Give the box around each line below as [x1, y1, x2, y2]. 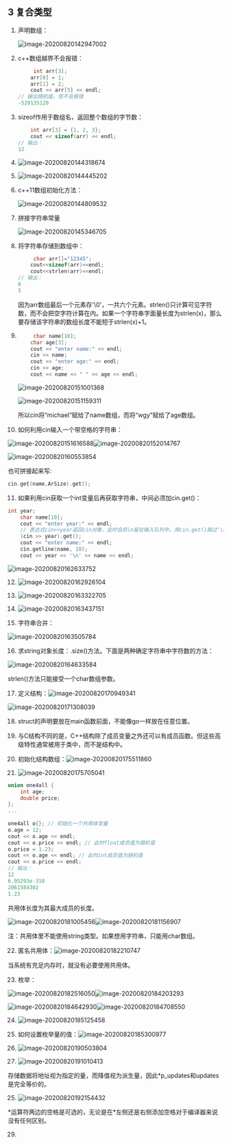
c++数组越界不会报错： [17, 54, 84, 62]
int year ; [8, 507, 36, 514]
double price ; [20, 794, 60, 802]
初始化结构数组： [17, 754, 66, 763]
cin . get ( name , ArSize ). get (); [8, 480, 91, 487]
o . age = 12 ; [8, 827, 42, 833]
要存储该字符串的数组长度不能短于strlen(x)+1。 [17, 317, 150, 326]
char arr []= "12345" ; [33, 255, 92, 262]
